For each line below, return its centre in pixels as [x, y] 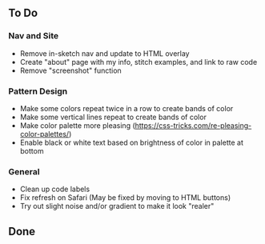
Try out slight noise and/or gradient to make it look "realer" [117, 206]
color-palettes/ [44, 134]
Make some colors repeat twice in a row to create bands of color [126, 108]
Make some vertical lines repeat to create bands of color [113, 117]
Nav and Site [33, 36]
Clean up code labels [55, 189]
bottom [32, 150]
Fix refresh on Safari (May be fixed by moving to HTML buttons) [125, 198]
